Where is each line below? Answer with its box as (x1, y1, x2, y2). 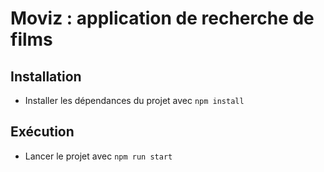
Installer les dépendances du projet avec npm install (24, 95, 245, 106)
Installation (10, 68, 82, 85)
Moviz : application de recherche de (10, 7, 315, 30)
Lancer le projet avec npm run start (24, 150, 173, 162)
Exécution (10, 123, 75, 141)
